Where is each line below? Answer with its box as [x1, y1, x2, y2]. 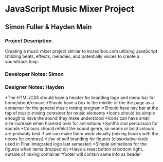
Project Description [5, 37, 52, 44]
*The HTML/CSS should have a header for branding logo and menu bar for [5, 95, 155, 100]
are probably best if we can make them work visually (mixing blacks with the [5, 131, 159, 137]
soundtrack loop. [5, 58, 39, 64]
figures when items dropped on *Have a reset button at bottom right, [5, 146, 144, 152]
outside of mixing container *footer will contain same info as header [5, 151, 141, 157]
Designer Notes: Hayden [5, 83, 64, 90]
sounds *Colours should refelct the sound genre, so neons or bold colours [5, 126, 155, 131]
